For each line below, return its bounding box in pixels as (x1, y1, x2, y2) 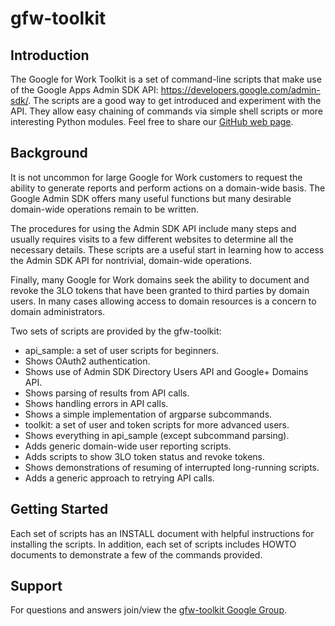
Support (10, 578, 63, 595)
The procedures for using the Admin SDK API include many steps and (10, 222, 297, 234)
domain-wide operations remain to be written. (10, 203, 200, 215)
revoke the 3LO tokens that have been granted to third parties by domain (10, 284, 310, 296)
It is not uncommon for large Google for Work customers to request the (10, 171, 303, 183)
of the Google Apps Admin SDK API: (10, 84, 159, 96)
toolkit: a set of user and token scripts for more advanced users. (24, 418, 290, 431)
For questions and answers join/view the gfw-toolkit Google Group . (10, 604, 287, 616)
